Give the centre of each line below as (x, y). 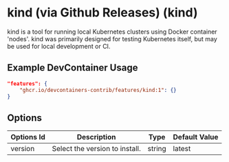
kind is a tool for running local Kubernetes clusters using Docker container (112, 32)
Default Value (196, 137)
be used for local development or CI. (59, 46)
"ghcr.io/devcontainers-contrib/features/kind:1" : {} (98, 90)
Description (96, 137)
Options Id (28, 137)
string (157, 149)
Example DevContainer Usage (73, 68)
